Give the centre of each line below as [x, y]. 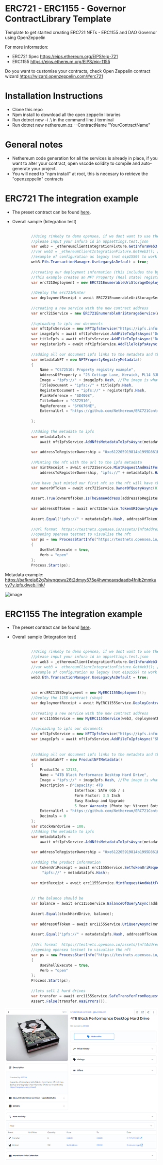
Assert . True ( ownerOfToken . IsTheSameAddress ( [77, 498]
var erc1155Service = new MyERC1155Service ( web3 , [82, 718]
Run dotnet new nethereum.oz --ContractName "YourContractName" [81, 125]
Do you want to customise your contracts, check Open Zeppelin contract [78, 71]
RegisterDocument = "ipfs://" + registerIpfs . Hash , [93, 390]
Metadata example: [24, 574]
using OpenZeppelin [25, 38]
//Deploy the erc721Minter [58, 293]
